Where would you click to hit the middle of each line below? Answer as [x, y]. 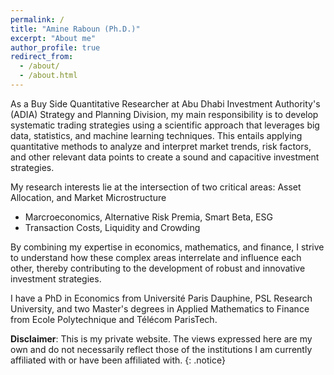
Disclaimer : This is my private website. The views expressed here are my [161, 338]
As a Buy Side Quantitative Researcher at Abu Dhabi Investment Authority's [165, 103]
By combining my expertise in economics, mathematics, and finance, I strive [167, 247]
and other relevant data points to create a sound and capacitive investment [165, 157]
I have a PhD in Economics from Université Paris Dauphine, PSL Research [161, 298]
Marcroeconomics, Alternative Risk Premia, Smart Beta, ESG [148, 217]
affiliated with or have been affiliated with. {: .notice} [118, 360]
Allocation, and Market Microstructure [88, 197]
